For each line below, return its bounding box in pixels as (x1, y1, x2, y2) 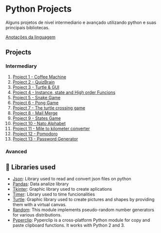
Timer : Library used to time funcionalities (12, 191, 95, 197)
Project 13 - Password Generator (12, 136, 78, 142)
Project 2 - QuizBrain (12, 79, 55, 85)
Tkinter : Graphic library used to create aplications (12, 186, 112, 192)
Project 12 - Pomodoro (12, 130, 58, 137)
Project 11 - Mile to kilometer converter (12, 125, 90, 131)
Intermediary (5, 63, 37, 70)
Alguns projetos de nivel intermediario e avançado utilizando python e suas (5, 19, 157, 25)
